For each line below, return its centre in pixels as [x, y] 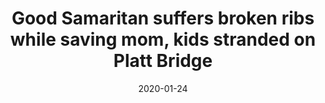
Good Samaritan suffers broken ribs [163, 18]
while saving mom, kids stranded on [163, 39]
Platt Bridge [163, 61]
